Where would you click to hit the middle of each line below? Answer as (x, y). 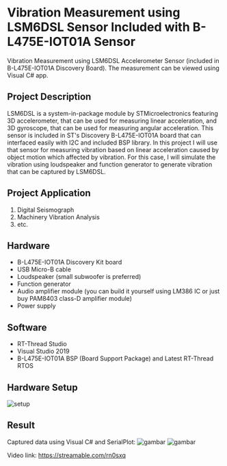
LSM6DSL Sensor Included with (98, 27)
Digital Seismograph (45, 210)
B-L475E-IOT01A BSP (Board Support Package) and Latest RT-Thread (115, 358)
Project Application (49, 193)
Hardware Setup (42, 388)
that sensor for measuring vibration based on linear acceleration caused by (113, 149)
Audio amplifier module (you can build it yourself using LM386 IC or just (118, 291)
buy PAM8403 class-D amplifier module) (74, 299)
